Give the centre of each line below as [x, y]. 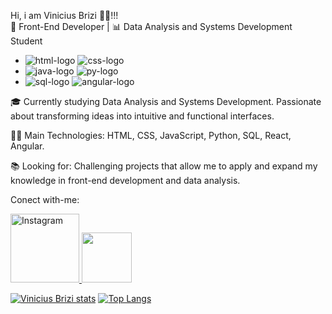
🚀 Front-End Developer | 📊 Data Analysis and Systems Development [151, 26]
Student [26, 41]
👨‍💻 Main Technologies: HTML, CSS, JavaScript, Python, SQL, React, [151, 135]
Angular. [27, 146]
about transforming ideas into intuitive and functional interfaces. [142, 116]
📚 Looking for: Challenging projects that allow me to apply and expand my [164, 166]
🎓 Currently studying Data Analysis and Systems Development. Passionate [166, 101]
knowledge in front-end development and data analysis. [125, 180]
